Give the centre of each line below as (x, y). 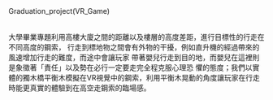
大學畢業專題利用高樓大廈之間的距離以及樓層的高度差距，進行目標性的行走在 (136, 37)
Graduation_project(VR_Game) (59, 11)
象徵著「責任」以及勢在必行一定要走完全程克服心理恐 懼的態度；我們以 (134, 67)
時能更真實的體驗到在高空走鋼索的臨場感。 (80, 88)
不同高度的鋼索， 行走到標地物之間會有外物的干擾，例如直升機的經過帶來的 (134, 47)
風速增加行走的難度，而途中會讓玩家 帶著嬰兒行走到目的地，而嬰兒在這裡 (130, 57)
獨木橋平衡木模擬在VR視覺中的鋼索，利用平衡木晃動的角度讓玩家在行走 (141, 78)
